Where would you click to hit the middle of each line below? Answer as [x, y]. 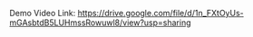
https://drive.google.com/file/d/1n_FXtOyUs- [161, 13]
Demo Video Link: [43, 13]
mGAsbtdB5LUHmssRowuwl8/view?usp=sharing [100, 23]
